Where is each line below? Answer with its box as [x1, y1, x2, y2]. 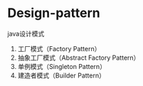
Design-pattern [7, 5, 101, 21]
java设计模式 [7, 29, 45, 38]
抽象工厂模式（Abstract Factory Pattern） [17, 53, 140, 62]
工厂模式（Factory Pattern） [17, 44, 101, 53]
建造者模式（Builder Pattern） [17, 71, 105, 80]
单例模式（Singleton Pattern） [17, 62, 107, 70]
